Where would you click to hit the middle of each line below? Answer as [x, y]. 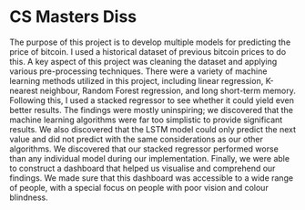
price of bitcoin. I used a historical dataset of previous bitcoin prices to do [148, 51]
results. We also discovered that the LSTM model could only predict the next [153, 129]
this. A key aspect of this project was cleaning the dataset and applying [143, 61]
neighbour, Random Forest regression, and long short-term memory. [168, 90]
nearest [24, 90]
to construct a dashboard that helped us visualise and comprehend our [142, 168]
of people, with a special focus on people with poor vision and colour [139, 187]
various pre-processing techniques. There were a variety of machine [138, 71]
